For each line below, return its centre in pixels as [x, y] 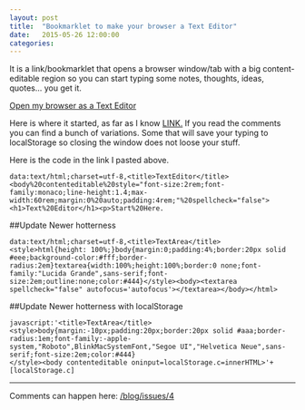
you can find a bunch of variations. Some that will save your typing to [139, 133]
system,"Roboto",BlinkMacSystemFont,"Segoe [93, 347]
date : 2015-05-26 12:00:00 [64, 34]
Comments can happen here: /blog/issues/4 [92, 396]
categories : [32, 43]
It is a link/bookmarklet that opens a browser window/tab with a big [135, 69]
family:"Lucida [38, 274]
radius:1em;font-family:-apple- [70, 339]
